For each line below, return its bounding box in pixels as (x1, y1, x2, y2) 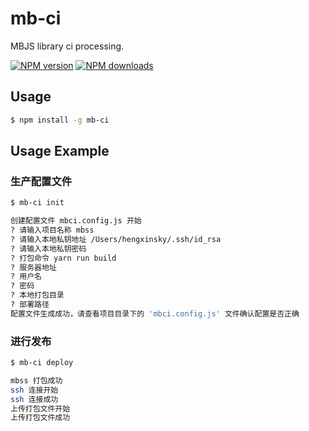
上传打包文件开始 (10, 403, 71, 414)
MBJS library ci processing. (10, 40, 125, 52)
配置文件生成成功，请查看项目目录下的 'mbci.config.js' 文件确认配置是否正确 (10, 308, 300, 319)
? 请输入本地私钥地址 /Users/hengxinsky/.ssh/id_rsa (10, 234, 222, 244)
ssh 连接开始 (10, 385, 59, 395)
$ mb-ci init (10, 198, 65, 208)
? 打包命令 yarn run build (10, 253, 117, 263)
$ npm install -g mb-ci (10, 115, 110, 125)
